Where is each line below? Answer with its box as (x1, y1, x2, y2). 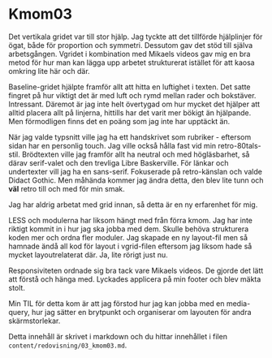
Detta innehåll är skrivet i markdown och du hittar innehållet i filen (8, 331, 227, 341)
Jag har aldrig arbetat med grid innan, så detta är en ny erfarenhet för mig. (8, 200, 258, 209)
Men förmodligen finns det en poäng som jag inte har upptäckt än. (8, 116, 231, 126)
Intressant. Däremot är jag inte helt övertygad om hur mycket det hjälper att (8, 99, 261, 109)
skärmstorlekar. (8, 316, 61, 326)
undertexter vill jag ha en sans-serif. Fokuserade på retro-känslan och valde (8, 166, 262, 176)
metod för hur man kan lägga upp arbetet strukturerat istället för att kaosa (8, 58, 255, 67)
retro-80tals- (218, 140, 261, 150)
